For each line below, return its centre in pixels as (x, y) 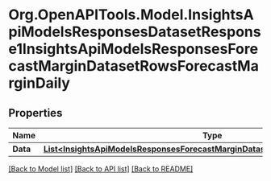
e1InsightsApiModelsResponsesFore (133, 49)
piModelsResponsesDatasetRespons (135, 32)
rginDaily (40, 83)
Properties (35, 113)
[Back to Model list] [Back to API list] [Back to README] (101, 169)
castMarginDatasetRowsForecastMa (134, 66)
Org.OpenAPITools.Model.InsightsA (131, 15)
